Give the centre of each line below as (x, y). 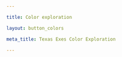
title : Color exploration (39, 17)
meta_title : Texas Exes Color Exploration (61, 39)
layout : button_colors (35, 28)
